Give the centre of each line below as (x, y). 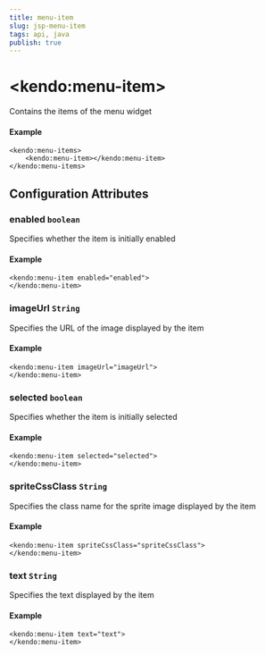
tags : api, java (39, 34)
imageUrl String (45, 308)
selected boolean (46, 397)
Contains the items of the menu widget (81, 112)
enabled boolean (45, 219)
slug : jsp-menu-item (48, 26)
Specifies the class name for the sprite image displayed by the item (132, 506)
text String (33, 575)
